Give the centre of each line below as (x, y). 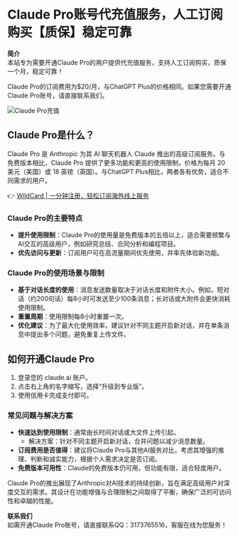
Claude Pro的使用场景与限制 (56, 273)
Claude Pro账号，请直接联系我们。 (58, 95)
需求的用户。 (32, 180)
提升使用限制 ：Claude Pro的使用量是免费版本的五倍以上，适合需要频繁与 (124, 235)
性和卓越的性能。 (32, 501)
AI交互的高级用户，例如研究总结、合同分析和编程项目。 (98, 244)
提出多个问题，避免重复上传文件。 (80, 334)
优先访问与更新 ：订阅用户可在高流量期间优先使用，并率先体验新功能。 (120, 253)
